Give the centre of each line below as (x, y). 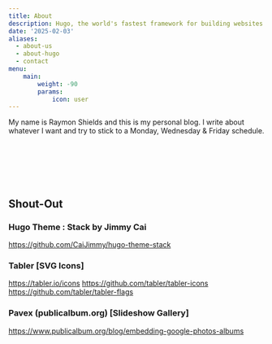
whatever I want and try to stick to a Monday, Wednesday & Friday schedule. (136, 131)
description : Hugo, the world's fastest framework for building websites (136, 24)
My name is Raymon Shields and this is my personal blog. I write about (127, 122)
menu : (17, 69)
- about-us (34, 46)
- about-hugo (38, 54)
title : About (30, 16)
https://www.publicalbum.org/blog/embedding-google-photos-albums (126, 331)
